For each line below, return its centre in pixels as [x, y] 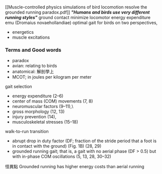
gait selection [19, 87]
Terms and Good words [33, 50]
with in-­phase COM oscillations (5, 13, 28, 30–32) [61, 156]
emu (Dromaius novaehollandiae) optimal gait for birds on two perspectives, [81, 22]
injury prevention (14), [34, 117]
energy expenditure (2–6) [38, 96]
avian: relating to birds [34, 66]
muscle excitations [31, 37]
